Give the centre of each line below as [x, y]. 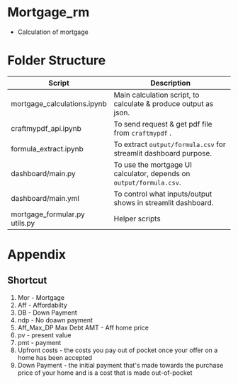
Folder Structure [57, 60]
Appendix [36, 255]
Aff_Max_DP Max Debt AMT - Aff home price [83, 327]
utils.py [23, 223]
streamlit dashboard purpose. [163, 153]
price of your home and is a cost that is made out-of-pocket [105, 373]
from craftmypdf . [143, 133]
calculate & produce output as [164, 103]
